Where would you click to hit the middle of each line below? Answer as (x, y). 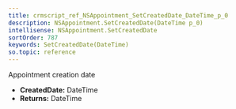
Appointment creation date (52, 75)
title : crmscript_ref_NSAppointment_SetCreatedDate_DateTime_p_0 (118, 15)
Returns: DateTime (51, 98)
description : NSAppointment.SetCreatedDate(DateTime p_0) (106, 23)
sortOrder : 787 (33, 38)
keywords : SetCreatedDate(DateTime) (69, 45)
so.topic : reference (42, 52)
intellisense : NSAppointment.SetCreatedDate (83, 30)
